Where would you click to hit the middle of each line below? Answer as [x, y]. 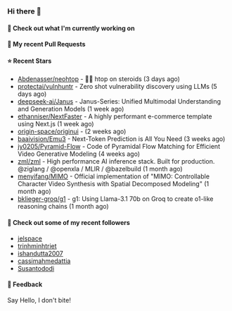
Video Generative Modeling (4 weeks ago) [79, 154]
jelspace [30, 238]
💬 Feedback [25, 284]
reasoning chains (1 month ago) [63, 207]
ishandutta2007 [40, 253]
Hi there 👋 [25, 11]
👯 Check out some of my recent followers [69, 222]
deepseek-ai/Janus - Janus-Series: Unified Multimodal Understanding [119, 102]
